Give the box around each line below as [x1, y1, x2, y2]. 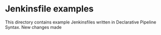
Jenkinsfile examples [5, 3, 94, 14]
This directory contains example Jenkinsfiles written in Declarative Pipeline [5, 19, 157, 25]
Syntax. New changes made [5, 24, 62, 30]
